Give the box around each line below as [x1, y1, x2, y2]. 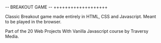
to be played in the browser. [5, 19, 62, 24]
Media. [5, 34, 19, 39]
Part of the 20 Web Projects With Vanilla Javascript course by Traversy [5, 28, 149, 34]
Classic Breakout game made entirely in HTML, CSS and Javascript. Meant [5, 14, 156, 19]
